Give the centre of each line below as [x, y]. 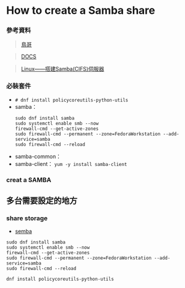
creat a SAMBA [29, 180]
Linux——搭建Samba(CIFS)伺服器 [62, 69]
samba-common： [38, 156]
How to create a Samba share [81, 11]
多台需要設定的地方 [42, 201]
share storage [27, 218]
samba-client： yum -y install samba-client [71, 164]
